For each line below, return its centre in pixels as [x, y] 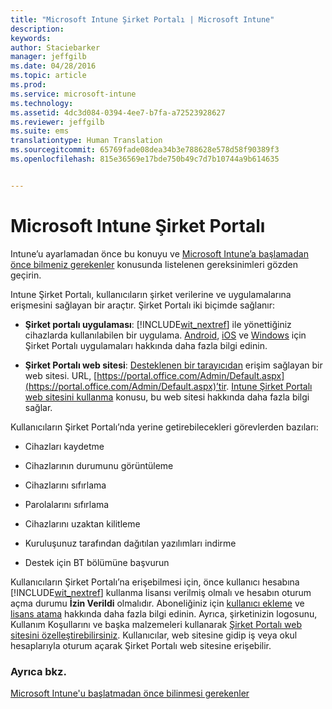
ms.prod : [28, 85]
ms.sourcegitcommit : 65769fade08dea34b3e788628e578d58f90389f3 [145, 150]
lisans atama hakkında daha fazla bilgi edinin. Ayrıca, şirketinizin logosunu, [164, 613]
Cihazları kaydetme [64, 446]
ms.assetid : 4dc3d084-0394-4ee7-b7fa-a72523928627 [118, 112]
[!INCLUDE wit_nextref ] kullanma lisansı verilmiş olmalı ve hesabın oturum [161, 592]
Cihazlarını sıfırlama [65, 485]
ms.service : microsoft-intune [73, 94]
